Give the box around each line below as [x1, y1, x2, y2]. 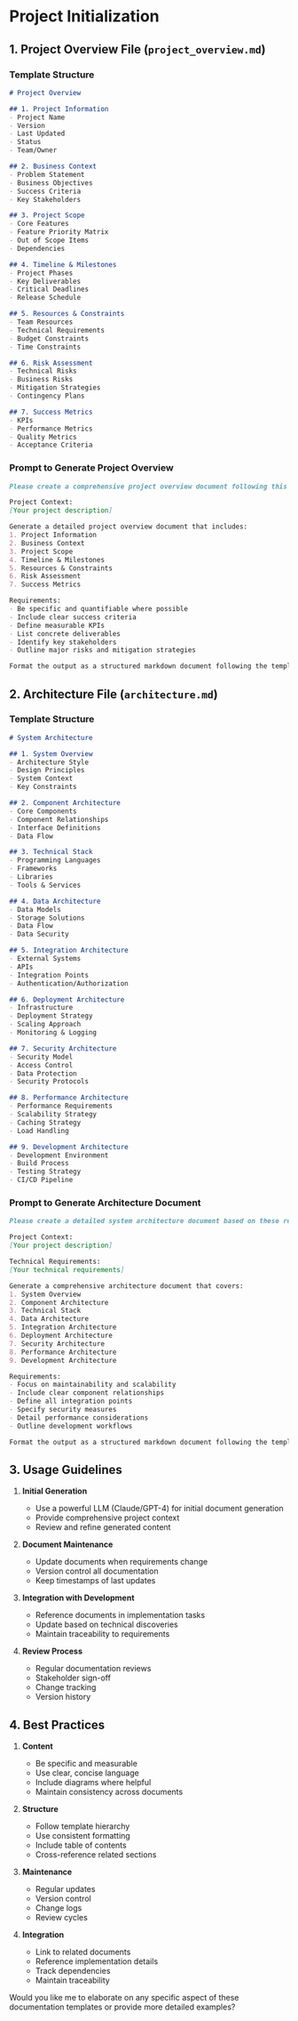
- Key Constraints [9, 783, 77, 792]
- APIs [9, 962, 34, 971]
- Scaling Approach [9, 1020, 82, 1029]
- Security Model [9, 1052, 74, 1061]
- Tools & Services [9, 881, 82, 890]
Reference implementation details [35, 1956, 159, 1967]
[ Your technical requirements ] [9, 1265, 125, 1274]
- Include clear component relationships [9, 1389, 165, 1397]
